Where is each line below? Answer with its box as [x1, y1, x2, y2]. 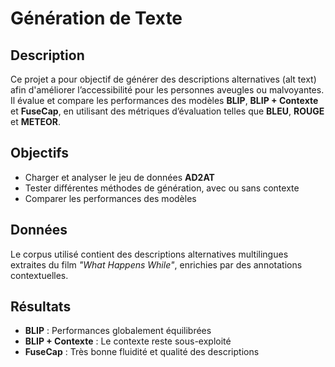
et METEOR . [10, 116, 62, 127]
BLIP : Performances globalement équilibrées [24, 325, 212, 337]
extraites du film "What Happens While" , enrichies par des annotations [10, 258, 303, 271]
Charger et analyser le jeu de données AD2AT [24, 171, 215, 183]
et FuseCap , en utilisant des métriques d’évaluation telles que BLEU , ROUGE [10, 105, 325, 117]
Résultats [10, 298, 72, 316]
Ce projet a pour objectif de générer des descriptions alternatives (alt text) [10, 73, 317, 85]
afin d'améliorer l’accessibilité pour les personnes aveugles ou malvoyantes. [10, 84, 325, 96]
